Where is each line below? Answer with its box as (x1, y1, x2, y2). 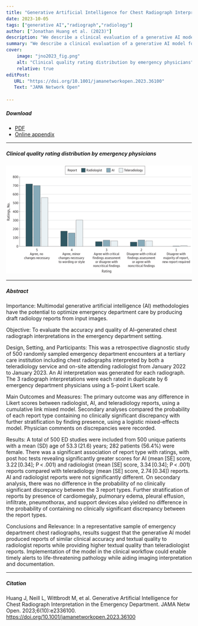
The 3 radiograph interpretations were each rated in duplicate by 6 (6, 375, 168, 382)
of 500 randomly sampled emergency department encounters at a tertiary (6, 351, 186, 358)
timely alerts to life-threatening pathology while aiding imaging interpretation (6, 554, 192, 562)
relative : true (16, 66, 54, 72)
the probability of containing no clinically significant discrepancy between (6, 505, 186, 513)
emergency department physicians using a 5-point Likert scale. (6, 382, 160, 389)
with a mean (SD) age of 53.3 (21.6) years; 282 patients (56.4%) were (6, 442, 175, 449)
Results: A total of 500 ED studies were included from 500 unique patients (6, 436, 186, 443)
